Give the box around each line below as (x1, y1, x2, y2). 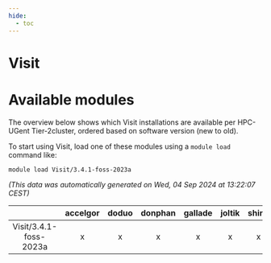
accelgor (65, 207, 100, 218)
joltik (220, 207, 240, 218)
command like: (8, 150, 57, 159)
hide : (8, 11, 27, 20)
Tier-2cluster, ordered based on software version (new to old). (31, 125, 239, 135)
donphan (140, 207, 176, 218)
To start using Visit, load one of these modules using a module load (8, 142, 231, 151)
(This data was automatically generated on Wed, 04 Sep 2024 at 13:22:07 (8, 179, 256, 189)
